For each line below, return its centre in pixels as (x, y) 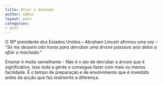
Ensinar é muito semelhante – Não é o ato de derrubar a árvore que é (75, 62)
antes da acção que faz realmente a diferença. (52, 78)
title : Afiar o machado (29, 10)
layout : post (18, 19)
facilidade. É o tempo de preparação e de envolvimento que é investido (77, 72)
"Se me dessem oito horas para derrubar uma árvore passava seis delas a (81, 47)
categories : (17, 23)
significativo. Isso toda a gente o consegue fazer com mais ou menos (75, 67)
